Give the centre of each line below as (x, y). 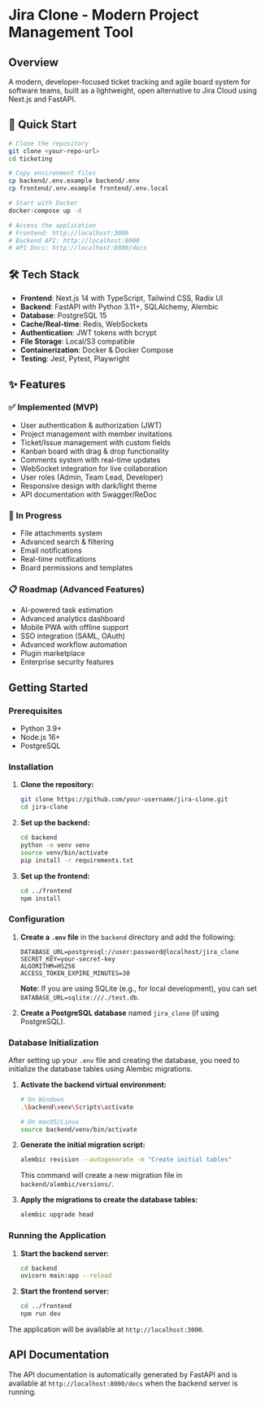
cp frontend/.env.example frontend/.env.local (89, 189)
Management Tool (71, 32)
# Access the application (52, 225)
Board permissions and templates (76, 568)
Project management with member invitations (96, 434)
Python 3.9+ (41, 729)
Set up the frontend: (55, 876)
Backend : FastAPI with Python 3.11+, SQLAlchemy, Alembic (119, 307)
